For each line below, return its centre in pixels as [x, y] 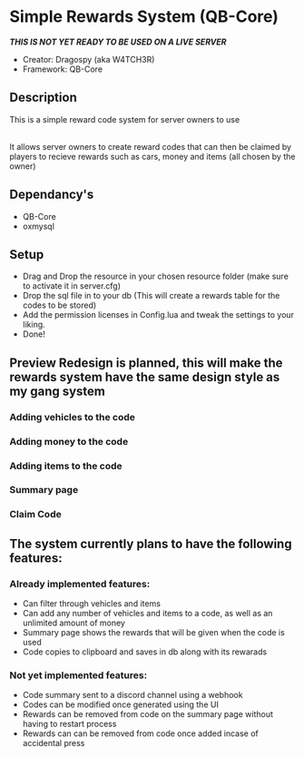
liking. [34, 325]
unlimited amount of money [74, 623]
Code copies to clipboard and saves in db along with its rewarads [145, 652]
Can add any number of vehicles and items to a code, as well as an [147, 614]
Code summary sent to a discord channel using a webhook [132, 695]
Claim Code [35, 515]
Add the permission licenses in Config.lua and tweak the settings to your [158, 315]
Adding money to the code [69, 441]
